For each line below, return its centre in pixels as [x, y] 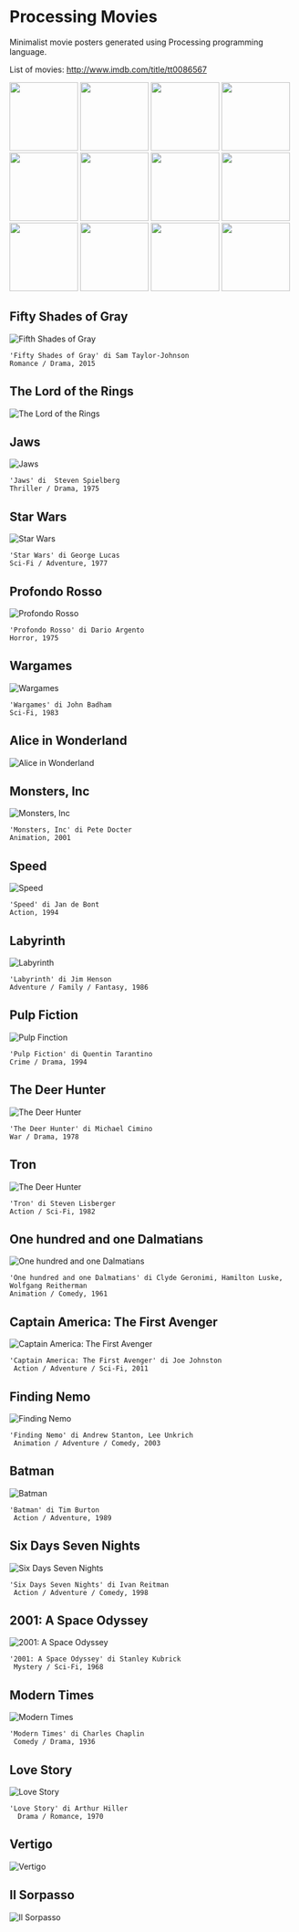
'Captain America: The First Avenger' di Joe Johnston [116, 1361]
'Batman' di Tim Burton [55, 1510]
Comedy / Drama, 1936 [54, 1742]
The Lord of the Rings [72, 391]
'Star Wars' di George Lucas [65, 556]
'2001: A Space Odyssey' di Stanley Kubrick [95, 1659]
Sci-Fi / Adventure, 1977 [58, 563]
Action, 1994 [34, 913]
